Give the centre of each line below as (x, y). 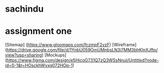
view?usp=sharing (24, 55)
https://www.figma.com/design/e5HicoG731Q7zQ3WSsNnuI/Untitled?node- (83, 60)
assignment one (39, 31)
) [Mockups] (54, 55)
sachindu (24, 9)
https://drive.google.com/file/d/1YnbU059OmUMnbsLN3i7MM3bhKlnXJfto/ (82, 50)
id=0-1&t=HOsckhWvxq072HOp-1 (39, 65)
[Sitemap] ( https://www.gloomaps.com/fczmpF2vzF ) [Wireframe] (71, 45)
